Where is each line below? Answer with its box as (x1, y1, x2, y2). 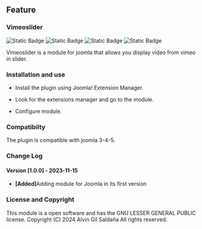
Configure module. (15, 108, 62, 115)
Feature (6, 5, 36, 15)
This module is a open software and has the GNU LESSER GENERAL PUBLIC (6, 209, 197, 216)
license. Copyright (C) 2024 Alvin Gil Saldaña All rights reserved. (6, 216, 168, 223)
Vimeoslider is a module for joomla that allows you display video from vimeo (6, 49, 196, 56)
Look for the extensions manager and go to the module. (15, 95, 154, 103)
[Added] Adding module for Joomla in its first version (15, 180, 147, 188)
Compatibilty (6, 123, 46, 131)
